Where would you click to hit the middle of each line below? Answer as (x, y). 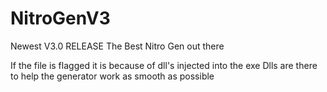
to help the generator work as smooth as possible (112, 76)
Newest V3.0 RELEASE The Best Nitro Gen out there (117, 46)
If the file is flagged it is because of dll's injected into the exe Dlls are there (164, 65)
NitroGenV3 (60, 18)
